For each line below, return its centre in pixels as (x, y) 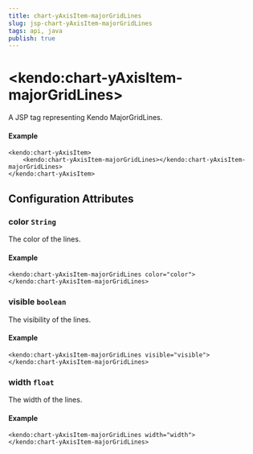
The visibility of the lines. (49, 320)
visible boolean (37, 302)
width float (31, 382)
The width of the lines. (45, 400)
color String (32, 221)
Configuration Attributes (71, 198)
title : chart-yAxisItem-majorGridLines (75, 16)
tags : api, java (35, 31)
